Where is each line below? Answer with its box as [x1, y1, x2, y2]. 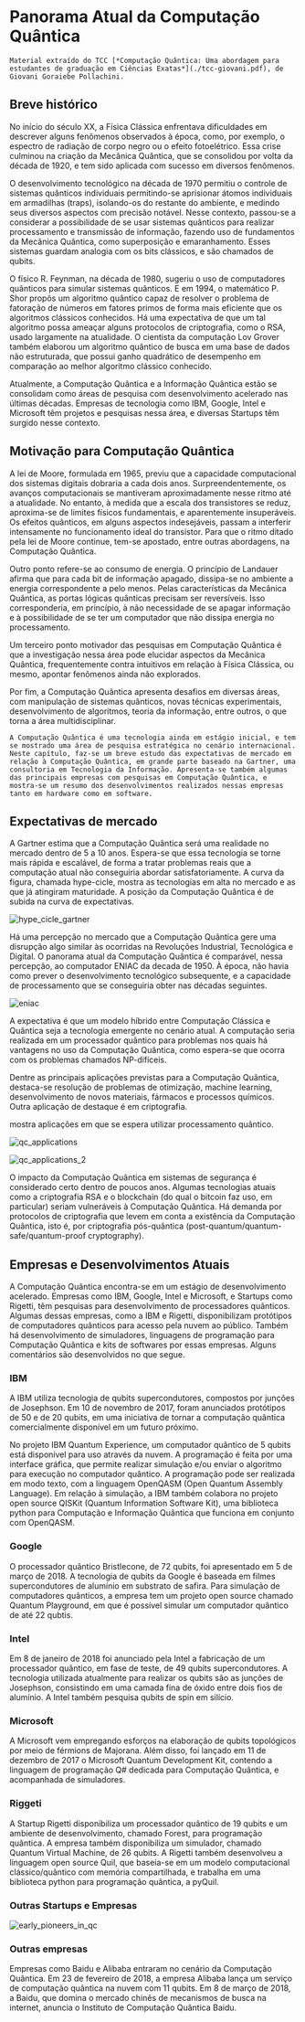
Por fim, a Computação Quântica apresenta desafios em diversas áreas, [9, 686, 280, 697]
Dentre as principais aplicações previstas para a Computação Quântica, [9, 1072, 279, 1083]
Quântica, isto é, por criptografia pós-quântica [9, 1220, 184, 1231]
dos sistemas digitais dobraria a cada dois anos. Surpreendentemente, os [9, 477, 287, 488]
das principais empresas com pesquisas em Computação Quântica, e [9, 772, 268, 782]
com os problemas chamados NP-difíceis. [9, 1054, 167, 1066]
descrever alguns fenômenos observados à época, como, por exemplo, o [9, 131, 286, 142]
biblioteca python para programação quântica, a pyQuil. [9, 1876, 219, 1887]
